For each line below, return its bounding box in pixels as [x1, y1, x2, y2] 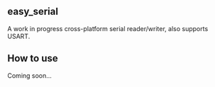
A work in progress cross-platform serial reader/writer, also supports [7, 24, 209, 33]
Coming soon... [7, 71, 52, 80]
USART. [7, 32, 31, 40]
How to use [7, 52, 58, 64]
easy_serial [7, 6, 59, 18]
